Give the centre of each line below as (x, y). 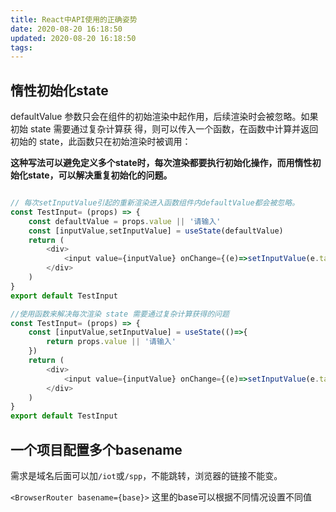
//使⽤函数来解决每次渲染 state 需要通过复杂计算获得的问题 (120, 314)
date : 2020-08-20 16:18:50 (66, 29)
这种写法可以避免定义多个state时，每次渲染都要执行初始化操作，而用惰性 (161, 163)
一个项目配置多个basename (96, 449)
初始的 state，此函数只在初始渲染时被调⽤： (101, 142)
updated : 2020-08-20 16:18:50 (73, 38)
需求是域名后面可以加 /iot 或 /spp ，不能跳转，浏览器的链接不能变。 (146, 475)
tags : (21, 47)
